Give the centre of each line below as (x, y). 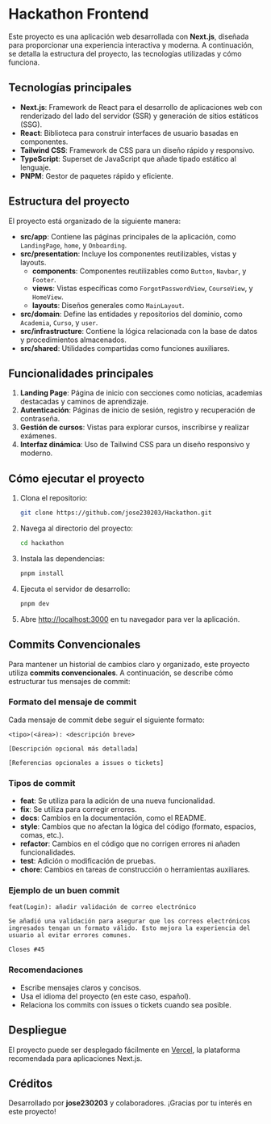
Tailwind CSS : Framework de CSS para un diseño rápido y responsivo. (138, 150)
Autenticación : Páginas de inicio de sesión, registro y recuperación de (138, 410)
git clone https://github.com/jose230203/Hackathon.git (116, 513)
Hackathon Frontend (79, 14)
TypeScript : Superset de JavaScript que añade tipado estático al (128, 158)
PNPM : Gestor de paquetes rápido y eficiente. (96, 175)
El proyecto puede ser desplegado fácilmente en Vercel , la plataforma (124, 1050)
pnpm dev (35, 603)
